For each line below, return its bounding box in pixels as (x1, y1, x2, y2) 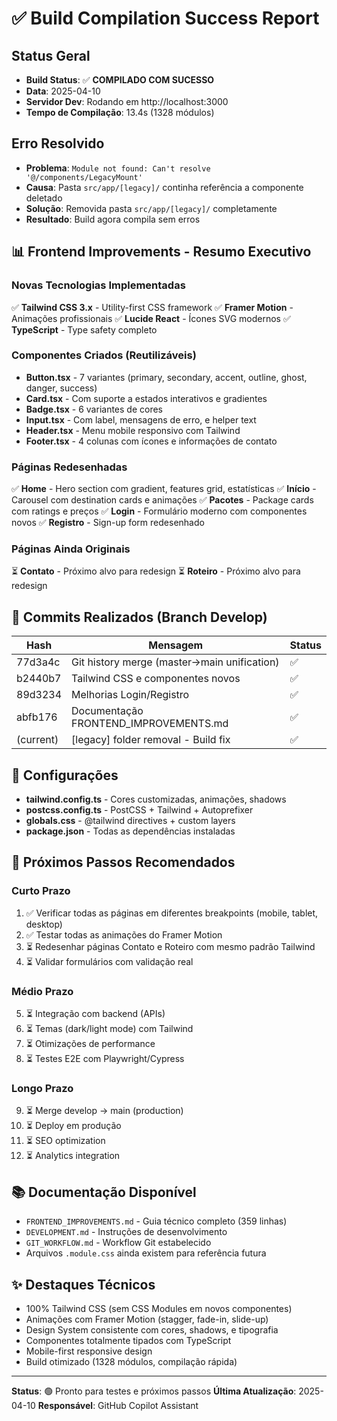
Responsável (37, 1399, 94, 1411)
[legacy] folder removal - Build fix (71, 733, 231, 747)
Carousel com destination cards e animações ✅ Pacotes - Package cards (11, 494, 314, 506)
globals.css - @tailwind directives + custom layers (25, 815, 236, 827)
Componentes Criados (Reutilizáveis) (11, 348, 197, 362)
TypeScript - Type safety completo (11, 323, 158, 336)
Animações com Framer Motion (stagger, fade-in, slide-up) (25, 1313, 269, 1325)
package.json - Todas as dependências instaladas (25, 825, 236, 837)
